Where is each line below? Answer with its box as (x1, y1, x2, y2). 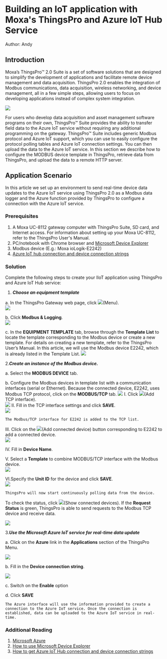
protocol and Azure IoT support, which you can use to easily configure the (5, 136, 158, 142)
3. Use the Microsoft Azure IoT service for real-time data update (5, 530, 140, 536)
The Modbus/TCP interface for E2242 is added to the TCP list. (5, 417, 140, 422)
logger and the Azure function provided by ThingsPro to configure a (5, 195, 145, 201)
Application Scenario (5, 171, 72, 180)
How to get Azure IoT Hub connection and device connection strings (12, 649, 154, 655)
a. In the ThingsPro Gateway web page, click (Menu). (5, 300, 119, 306)
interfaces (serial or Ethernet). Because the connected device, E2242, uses (5, 385, 160, 391)
